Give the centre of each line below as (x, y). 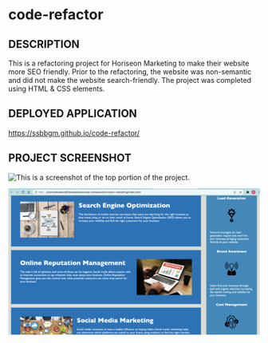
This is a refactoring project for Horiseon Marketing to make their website (129, 63)
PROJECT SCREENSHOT (70, 158)
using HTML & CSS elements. (57, 89)
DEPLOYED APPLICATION (73, 114)
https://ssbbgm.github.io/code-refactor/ (74, 132)
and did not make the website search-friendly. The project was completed (130, 80)
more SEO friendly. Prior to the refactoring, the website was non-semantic (130, 72)
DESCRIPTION (44, 44)
